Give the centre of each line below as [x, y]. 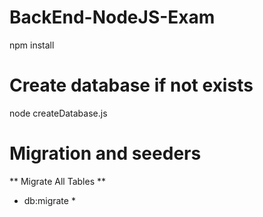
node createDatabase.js [58, 113]
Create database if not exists [131, 85]
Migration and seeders [105, 153]
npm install [32, 45]
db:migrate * [49, 200]
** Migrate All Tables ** [57, 181]
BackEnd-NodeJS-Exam [112, 17]
